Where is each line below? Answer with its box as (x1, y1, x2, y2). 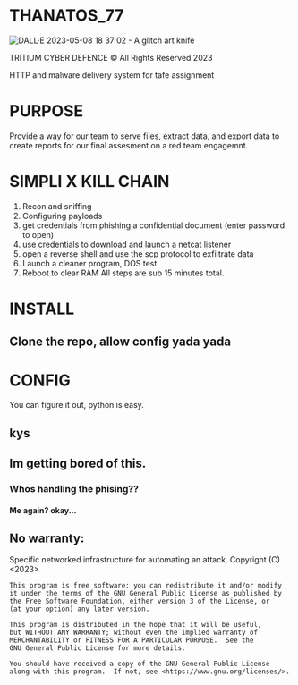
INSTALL (9, 299, 75, 318)
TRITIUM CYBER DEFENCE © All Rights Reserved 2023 (9, 52, 213, 63)
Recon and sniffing (21, 200, 92, 211)
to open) (21, 229, 55, 240)
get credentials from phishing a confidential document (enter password (21, 220, 285, 231)
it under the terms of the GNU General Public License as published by (9, 589, 282, 598)
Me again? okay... (9, 504, 77, 515)
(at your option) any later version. (9, 605, 150, 613)
